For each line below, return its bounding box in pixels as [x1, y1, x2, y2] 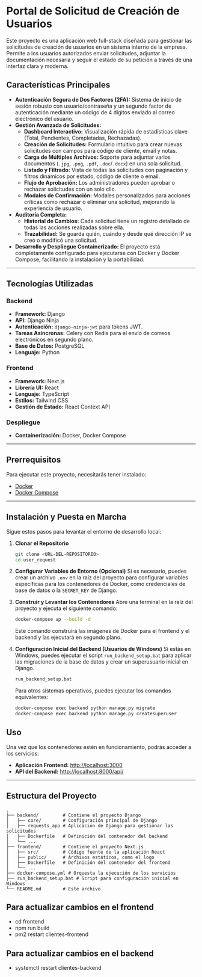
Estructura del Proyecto [6, 791, 97, 801]
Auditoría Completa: [14, 211, 67, 218]
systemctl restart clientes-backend [14, 964, 102, 972]
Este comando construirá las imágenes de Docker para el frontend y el [14, 627, 190, 635]
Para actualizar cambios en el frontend [6, 902, 155, 912]
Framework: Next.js [14, 377, 65, 384]
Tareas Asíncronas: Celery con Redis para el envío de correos [14, 330, 171, 337]
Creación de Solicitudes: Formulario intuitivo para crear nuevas [23, 140, 182, 148]
